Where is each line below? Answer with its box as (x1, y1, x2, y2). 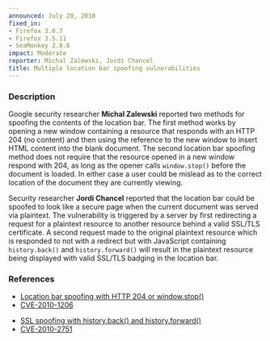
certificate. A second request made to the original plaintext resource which (8, 227, 258, 238)
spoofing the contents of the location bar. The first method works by (8, 118, 236, 127)
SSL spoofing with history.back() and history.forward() (19, 316, 202, 326)
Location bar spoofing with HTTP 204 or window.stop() (19, 292, 205, 301)
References (8, 273, 55, 285)
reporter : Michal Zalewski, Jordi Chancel (8, 57, 154, 65)
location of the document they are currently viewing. (8, 178, 184, 188)
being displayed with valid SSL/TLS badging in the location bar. (8, 253, 219, 263)
